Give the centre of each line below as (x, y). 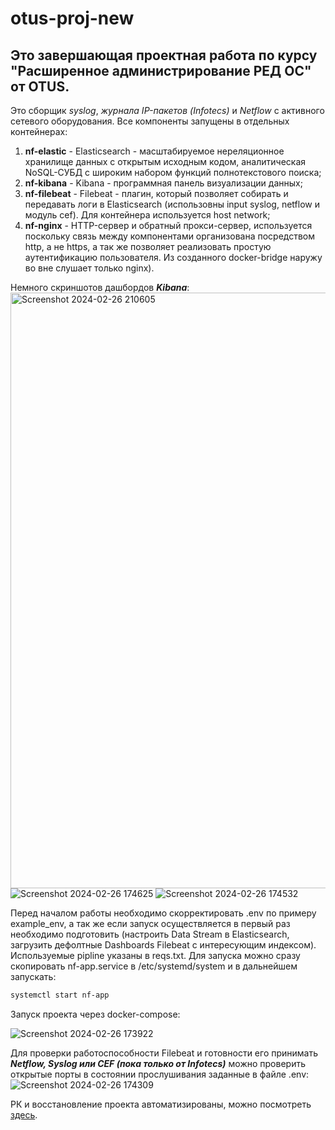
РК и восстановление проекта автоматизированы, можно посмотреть (161, 1104)
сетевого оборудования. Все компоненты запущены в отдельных (150, 121)
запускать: (33, 976)
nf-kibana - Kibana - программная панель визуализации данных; (163, 183)
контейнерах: (39, 131)
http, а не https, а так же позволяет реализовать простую (148, 246)
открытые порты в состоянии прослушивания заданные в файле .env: (160, 1074)
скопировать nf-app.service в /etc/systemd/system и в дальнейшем (154, 966)
